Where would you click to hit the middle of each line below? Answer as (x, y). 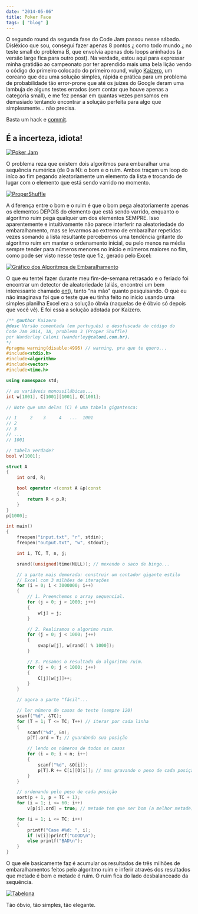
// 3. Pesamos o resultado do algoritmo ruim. (85, 662)
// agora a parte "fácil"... (52, 700)
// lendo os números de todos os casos (76, 749)
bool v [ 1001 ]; (24, 456)
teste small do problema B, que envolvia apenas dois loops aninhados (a (94, 52)
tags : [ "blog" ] (27, 22)
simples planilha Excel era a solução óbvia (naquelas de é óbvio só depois (96, 304)
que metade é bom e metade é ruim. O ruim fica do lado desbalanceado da (97, 876)
